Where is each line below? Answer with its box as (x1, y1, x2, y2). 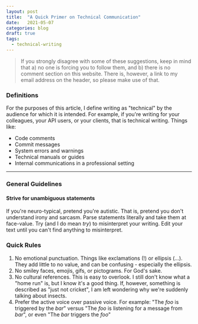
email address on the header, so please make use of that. (20, 76, 160, 83)
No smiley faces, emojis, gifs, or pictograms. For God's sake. (14, 267, 163, 274)
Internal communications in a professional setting (14, 160, 134, 167)
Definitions (6, 91, 39, 99)
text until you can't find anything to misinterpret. (6, 226, 123, 233)
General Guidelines (6, 180, 62, 189)
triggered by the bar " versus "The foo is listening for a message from (14, 305, 183, 312)
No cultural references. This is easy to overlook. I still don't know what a (14, 273, 190, 280)
